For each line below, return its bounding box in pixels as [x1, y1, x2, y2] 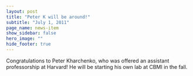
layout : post [6, 8, 38, 15]
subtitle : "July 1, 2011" [6, 19, 69, 25]
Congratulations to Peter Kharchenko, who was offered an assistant [6, 57, 170, 64]
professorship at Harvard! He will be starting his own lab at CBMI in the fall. [6, 63, 188, 70]
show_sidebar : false [6, 30, 57, 36]
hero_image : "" [6, 36, 43, 42]
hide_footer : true [6, 42, 51, 47]
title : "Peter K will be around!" [6, 14, 91, 20]
